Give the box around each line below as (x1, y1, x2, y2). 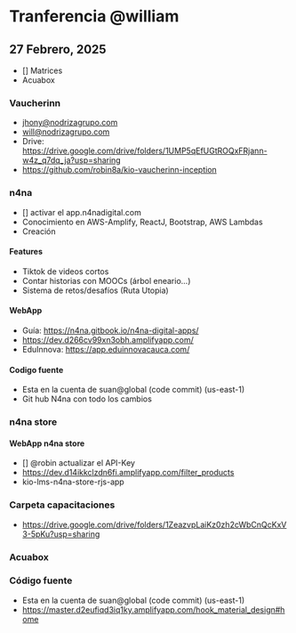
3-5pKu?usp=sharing (21, 528, 100, 540)
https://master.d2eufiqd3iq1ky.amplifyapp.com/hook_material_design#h (21, 604, 285, 615)
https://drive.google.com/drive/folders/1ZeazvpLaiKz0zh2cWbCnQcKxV (21, 519, 287, 530)
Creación (21, 225, 56, 237)
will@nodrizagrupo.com (21, 126, 110, 137)
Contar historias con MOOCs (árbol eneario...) (21, 275, 191, 286)
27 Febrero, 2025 (9, 42, 107, 57)
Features (9, 247, 43, 257)
